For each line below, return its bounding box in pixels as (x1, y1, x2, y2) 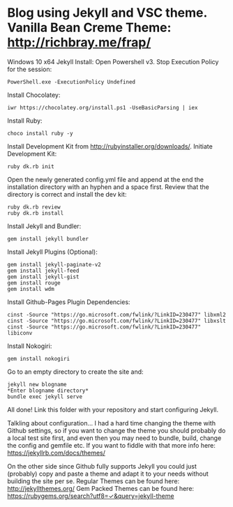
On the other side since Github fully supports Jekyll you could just (7, 462, 197, 470)
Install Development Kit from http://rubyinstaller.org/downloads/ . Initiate (7, 142, 213, 151)
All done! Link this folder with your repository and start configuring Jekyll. (7, 405, 219, 414)
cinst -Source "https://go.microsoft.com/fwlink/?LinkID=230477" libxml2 (7, 311, 227, 318)
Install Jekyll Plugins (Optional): (7, 248, 98, 256)
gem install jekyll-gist (7, 273, 80, 280)
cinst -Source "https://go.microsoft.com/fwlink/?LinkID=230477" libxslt (7, 317, 227, 324)
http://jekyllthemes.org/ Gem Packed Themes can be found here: (7, 484, 194, 492)
